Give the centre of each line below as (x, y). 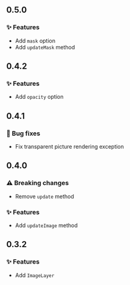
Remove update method (44, 196)
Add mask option (35, 40)
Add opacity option (39, 97)
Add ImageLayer (35, 275)
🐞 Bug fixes (23, 133)
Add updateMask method (45, 47)
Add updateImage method (46, 225)
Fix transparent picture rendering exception (70, 147)
